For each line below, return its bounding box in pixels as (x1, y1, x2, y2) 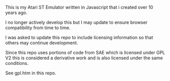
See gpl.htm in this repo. (5, 70, 57, 76)
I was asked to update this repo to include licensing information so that (5, 35, 153, 40)
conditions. (5, 60, 29, 66)
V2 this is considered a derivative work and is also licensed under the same (5, 55, 163, 61)
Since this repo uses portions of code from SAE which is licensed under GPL (5, 50, 165, 55)
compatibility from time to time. (5, 25, 71, 31)
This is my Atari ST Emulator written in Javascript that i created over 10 (5, 5, 153, 10)
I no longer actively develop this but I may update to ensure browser (5, 20, 148, 25)
